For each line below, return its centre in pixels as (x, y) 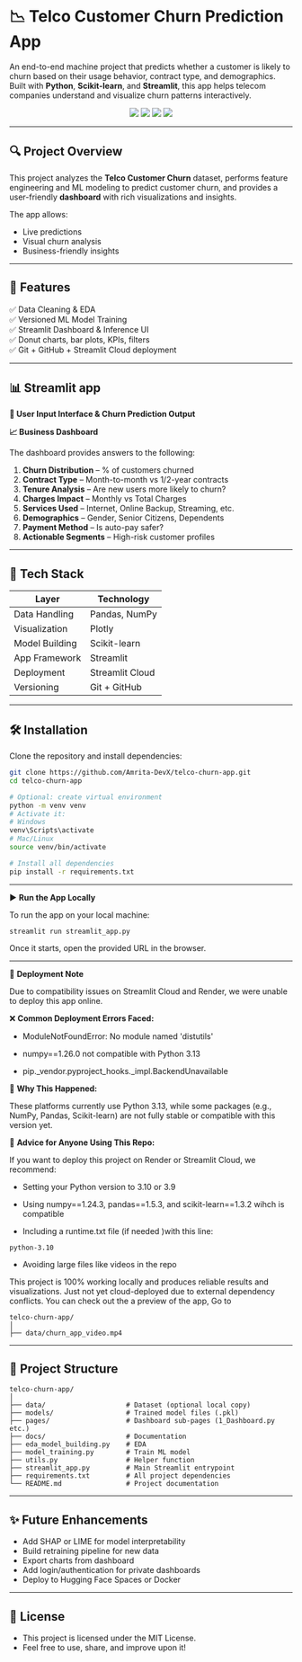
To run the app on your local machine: (80, 915)
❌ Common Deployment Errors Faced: (82, 1018)
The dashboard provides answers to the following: (102, 453)
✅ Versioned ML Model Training (68, 319)
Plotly (102, 629)
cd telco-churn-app (46, 781)
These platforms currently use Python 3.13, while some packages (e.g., (141, 1106)
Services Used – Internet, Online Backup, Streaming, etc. (128, 509)
